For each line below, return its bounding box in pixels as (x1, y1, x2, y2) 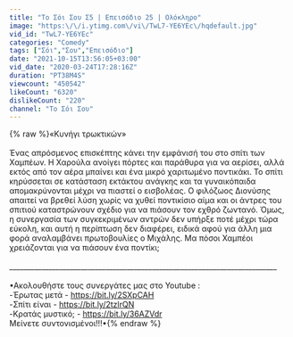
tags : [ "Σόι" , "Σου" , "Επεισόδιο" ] (9, 46, 134, 55)
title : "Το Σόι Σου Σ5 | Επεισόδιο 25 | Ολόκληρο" (9, 12, 202, 22)
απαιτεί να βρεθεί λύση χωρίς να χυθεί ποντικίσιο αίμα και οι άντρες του (9, 195, 282, 206)
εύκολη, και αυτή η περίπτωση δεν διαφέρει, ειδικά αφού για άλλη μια (9, 224, 272, 234)
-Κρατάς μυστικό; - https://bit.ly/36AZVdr (9, 308, 163, 319)
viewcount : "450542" (9, 79, 87, 88)
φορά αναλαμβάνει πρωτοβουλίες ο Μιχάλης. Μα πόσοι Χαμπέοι (9, 233, 254, 243)
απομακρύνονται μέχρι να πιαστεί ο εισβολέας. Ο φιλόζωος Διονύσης (9, 185, 271, 196)
